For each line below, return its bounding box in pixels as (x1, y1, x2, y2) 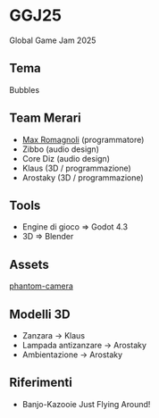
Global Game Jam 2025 (9, 35, 96, 46)
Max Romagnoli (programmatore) (21, 134, 145, 145)
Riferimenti (9, 375, 73, 390)
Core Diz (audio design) (21, 153, 110, 163)
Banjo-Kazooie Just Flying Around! (21, 398, 151, 409)
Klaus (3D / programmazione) (21, 163, 131, 173)
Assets (9, 256, 49, 272)
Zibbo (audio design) (21, 144, 100, 155)
